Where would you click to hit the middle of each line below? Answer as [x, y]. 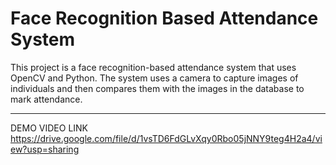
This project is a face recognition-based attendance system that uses [153, 67]
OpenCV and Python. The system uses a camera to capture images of [154, 78]
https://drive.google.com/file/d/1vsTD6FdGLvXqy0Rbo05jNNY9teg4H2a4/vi [166, 138]
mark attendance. [46, 99]
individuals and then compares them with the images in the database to [157, 88]
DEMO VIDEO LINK [49, 128]
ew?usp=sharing [45, 149]
